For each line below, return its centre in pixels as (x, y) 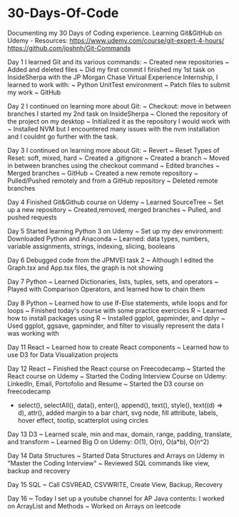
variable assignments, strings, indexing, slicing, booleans (91, 246)
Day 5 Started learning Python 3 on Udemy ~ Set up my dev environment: (116, 231)
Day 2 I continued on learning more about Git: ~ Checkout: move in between (119, 106)
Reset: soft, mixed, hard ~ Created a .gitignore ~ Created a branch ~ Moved (118, 158)
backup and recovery (39, 471)
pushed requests (32, 217)
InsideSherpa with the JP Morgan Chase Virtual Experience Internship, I (113, 77)
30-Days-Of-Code (63, 13)
